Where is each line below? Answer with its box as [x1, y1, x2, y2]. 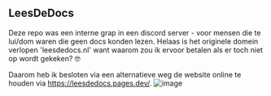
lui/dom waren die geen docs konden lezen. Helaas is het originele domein [8, 36, 259, 46]
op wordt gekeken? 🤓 [8, 53, 81, 63]
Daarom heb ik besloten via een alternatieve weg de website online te [8, 69, 242, 79]
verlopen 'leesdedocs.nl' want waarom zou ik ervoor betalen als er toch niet [8, 44, 263, 55]
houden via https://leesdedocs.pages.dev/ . [8, 78, 152, 88]
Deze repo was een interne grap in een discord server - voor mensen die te [8, 27, 261, 37]
